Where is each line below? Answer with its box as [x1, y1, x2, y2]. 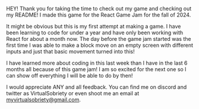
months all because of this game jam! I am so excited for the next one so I [6, 66, 187, 73]
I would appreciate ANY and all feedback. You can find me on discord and [6, 84, 187, 91]
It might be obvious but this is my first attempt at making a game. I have [6, 23, 181, 30]
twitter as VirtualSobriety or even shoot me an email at [6, 90, 140, 97]
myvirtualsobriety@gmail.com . [6, 96, 81, 103]
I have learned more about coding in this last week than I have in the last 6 [6, 59, 188, 66]
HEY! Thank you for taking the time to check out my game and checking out [6, 5, 192, 12]
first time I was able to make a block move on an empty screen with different [6, 41, 194, 49]
